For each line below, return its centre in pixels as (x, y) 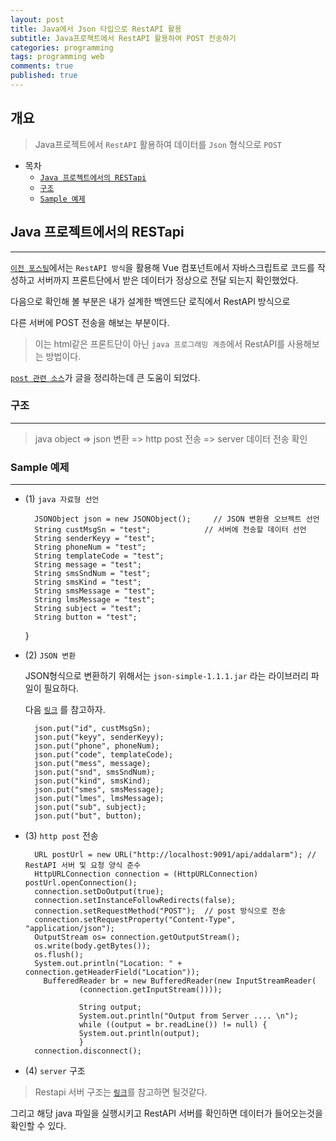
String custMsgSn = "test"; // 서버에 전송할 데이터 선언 (170, 530)
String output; (110, 1007)
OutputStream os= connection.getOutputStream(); (137, 937)
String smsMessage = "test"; (95, 591)
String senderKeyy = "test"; (95, 539)
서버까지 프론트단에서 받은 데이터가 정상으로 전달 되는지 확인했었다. (167, 280)
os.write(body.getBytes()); (93, 946)
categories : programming (62, 47)
